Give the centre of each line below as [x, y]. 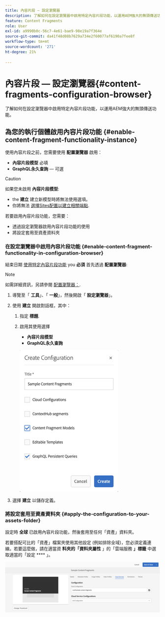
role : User [16, 26]
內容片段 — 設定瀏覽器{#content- [73, 83]
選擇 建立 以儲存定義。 [35, 500]
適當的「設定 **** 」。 [31, 554]
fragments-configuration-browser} [79, 94]
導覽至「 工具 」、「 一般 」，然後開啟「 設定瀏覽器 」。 [64, 295]
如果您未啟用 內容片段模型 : [32, 189]
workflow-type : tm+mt [27, 42]
